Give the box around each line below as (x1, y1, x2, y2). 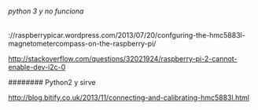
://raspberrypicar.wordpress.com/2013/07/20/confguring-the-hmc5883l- (8, 31, 245, 40)
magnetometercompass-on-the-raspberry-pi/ (8, 39, 157, 49)
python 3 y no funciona (8, 6, 84, 16)
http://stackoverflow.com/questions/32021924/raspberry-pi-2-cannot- (8, 54, 238, 64)
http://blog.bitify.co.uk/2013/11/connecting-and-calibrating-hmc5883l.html (8, 93, 250, 102)
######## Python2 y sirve (8, 78, 96, 87)
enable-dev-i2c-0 (8, 63, 66, 72)
